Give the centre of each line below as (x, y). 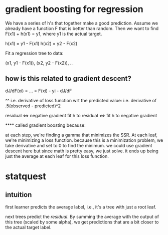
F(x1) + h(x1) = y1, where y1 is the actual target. (54, 34)
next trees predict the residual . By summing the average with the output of (82, 216)
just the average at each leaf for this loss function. (57, 156)
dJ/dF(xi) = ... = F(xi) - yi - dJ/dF (39, 91)
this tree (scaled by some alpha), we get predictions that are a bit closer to (82, 222)
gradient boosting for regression (74, 9)
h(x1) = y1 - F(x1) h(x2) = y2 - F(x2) (41, 43)
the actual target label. (28, 227)
